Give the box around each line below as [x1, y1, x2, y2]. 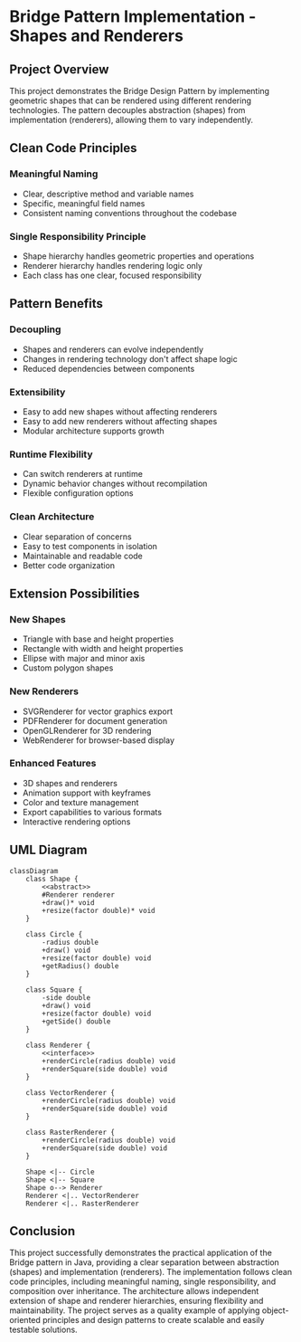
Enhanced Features [9, 757, 97, 770]
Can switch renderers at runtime [22, 469, 143, 480]
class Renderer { [25, 1041, 91, 1050]
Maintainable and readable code [22, 550, 143, 561]
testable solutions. [9, 1324, 79, 1336]
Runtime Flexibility [9, 448, 93, 461]
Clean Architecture [9, 510, 95, 523]
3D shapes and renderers [22, 777, 118, 788]
